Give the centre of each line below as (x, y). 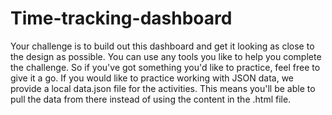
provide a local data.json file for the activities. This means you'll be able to (163, 88)
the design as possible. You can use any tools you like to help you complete (166, 56)
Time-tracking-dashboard (121, 18)
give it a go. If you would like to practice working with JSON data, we (152, 78)
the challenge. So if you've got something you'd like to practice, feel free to (165, 67)
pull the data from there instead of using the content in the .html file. (151, 99)
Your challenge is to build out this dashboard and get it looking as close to (162, 46)
